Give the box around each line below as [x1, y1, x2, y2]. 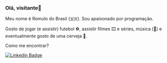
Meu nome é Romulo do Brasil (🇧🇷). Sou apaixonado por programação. [5, 16, 154, 22]
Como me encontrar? [5, 43, 49, 49]
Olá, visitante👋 [5, 4, 42, 11]
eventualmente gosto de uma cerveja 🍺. [5, 33, 88, 39]
